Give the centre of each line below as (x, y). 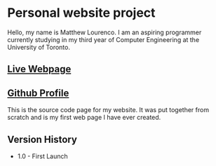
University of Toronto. (39, 47)
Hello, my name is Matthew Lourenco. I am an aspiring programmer (104, 32)
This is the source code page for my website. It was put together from (108, 110)
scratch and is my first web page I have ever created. (84, 118)
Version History (42, 139)
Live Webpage (39, 69)
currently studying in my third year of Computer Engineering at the (103, 39)
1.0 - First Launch (42, 156)
